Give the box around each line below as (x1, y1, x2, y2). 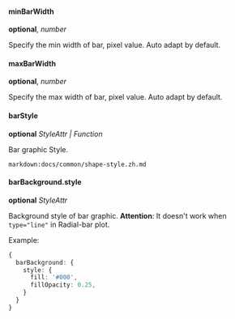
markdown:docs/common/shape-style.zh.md (8, 160, 147, 168)
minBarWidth (8, 6, 54, 16)
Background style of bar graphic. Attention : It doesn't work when (8, 211, 227, 220)
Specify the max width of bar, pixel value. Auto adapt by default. (8, 92, 223, 102)
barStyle (8, 111, 38, 121)
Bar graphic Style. (8, 144, 69, 154)
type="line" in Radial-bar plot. (8, 219, 110, 229)
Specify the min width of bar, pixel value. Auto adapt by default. (8, 40, 221, 50)
